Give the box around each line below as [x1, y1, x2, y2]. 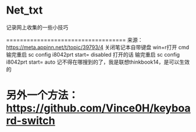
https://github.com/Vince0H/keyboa [6, 101, 191, 115]
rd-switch [6, 114, 55, 127]
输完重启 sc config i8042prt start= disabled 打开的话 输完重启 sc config [6, 51, 180, 58]
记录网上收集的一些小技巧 [6, 24, 68, 31]
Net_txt [6, 4, 43, 17]
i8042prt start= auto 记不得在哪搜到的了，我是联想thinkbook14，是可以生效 [6, 58, 190, 65]
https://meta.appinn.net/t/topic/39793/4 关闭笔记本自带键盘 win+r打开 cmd [6, 44, 190, 51]
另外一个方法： [6, 89, 79, 102]
